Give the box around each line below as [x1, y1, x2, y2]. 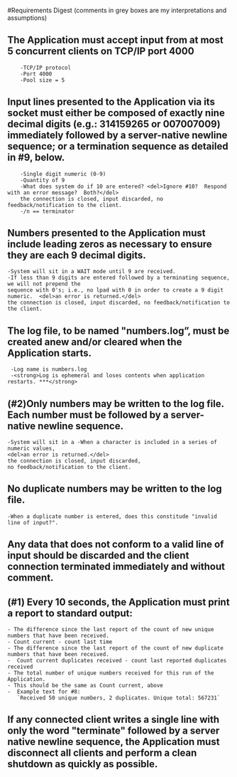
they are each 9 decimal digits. [7, 249, 147, 262]
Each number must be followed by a [7, 408, 169, 421]
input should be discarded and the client [7, 549, 189, 561]
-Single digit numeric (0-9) [20, 170, 106, 177]
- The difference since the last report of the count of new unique [7, 626, 214, 633]
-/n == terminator [20, 208, 75, 215]
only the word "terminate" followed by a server [7, 725, 220, 737]
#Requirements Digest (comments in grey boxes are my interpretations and [7, 6, 227, 14]
